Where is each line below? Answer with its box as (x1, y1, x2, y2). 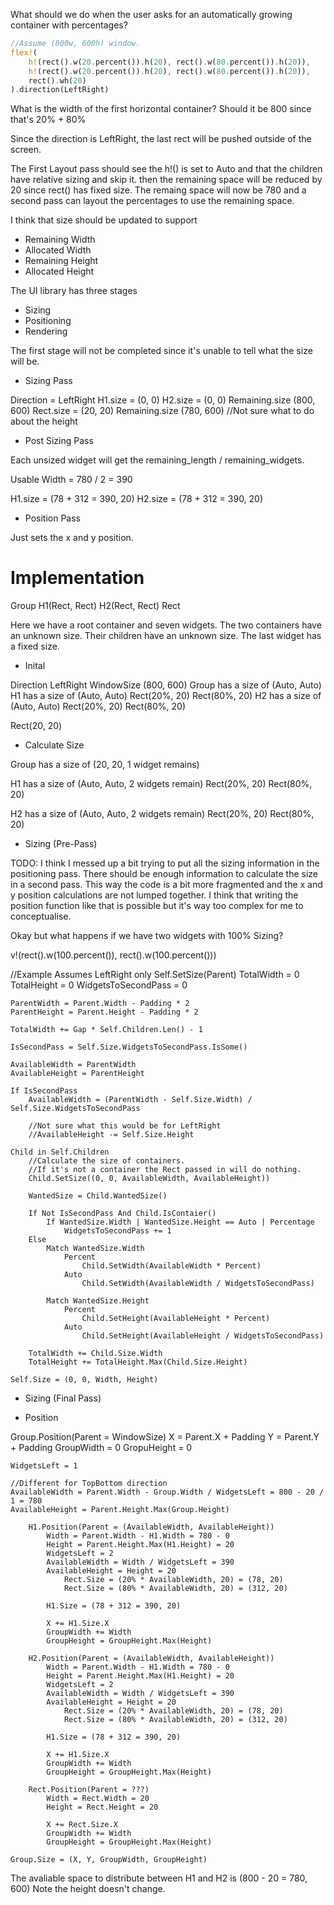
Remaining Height (24, 255, 99, 267)
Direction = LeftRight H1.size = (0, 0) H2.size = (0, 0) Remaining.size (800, (10, 394, 316, 406)
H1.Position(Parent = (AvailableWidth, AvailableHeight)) (28, 1522, 275, 1533)
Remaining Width (24, 234, 96, 246)
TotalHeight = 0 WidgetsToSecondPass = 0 (10, 979, 188, 991)
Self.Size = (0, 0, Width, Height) (10, 1375, 159, 1385)
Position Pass (24, 512, 81, 524)
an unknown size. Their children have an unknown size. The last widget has (10, 630, 322, 642)
